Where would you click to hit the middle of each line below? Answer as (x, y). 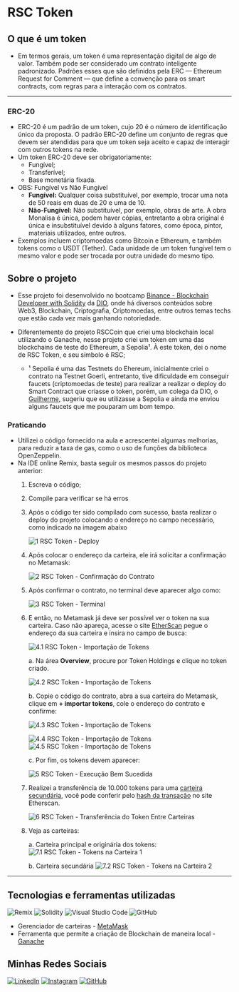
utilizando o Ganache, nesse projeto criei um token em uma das (111, 340)
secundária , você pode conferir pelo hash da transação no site (120, 796)
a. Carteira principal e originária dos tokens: (92, 845)
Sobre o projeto (42, 278)
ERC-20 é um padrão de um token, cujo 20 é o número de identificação (122, 127)
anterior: (30, 471)
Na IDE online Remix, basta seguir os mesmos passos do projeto (112, 463)
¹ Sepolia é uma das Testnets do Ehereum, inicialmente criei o (118, 369)
